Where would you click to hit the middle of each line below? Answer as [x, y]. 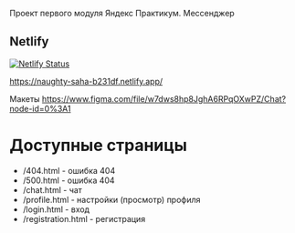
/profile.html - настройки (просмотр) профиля [111, 199]
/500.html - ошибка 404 [69, 180]
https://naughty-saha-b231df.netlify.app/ [86, 81]
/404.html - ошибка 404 [69, 170]
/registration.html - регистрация [84, 218]
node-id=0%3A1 [40, 108]
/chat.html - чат [52, 189]
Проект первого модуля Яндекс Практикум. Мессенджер [122, 13]
